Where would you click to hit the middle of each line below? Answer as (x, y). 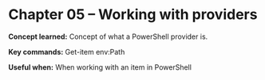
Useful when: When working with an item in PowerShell (100, 67)
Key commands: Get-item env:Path (67, 51)
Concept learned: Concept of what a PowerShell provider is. (108, 36)
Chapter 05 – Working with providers (133, 15)
